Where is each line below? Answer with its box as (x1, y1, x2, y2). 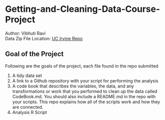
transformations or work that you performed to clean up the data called (12, 88, 158, 94)
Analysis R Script (12, 109, 47, 115)
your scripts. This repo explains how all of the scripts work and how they (12, 99, 161, 105)
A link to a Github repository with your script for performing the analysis (12, 78, 159, 83)
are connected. (12, 104, 43, 110)
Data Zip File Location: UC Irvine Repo (5, 36, 83, 41)
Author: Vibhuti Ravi (5, 30, 46, 36)
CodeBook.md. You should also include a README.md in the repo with (12, 93, 156, 99)
